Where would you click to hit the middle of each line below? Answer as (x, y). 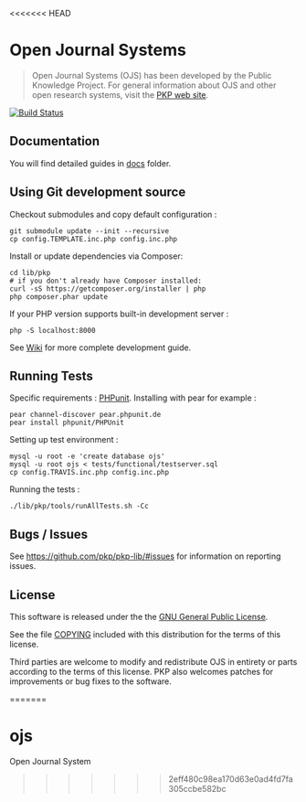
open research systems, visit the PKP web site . (120, 94)
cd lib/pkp (30, 273)
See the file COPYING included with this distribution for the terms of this (145, 634)
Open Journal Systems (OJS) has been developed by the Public (152, 75)
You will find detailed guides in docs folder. (90, 163)
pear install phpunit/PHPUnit (67, 423)
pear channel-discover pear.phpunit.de (85, 415)
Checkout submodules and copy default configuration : (113, 214)
